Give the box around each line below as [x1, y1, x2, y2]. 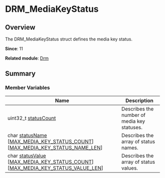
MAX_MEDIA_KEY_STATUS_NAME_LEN [9, 144, 101, 151]
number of [121, 111, 146, 118]
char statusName [7, 132, 48, 139]
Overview [5, 23, 36, 32]
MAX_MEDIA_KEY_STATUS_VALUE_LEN [9, 164, 102, 171]
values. [121, 164, 138, 171]
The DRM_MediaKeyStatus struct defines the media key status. [5, 36, 133, 42]
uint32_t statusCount [7, 114, 56, 121]
